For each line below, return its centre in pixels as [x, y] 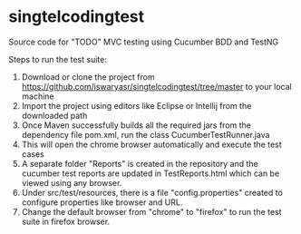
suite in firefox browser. [66, 221]
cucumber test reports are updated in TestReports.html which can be [150, 173]
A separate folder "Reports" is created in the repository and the [140, 163]
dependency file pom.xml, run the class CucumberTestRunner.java [146, 134]
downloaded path [54, 115]
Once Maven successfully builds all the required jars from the [136, 125]
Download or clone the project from [88, 77]
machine [38, 96]
